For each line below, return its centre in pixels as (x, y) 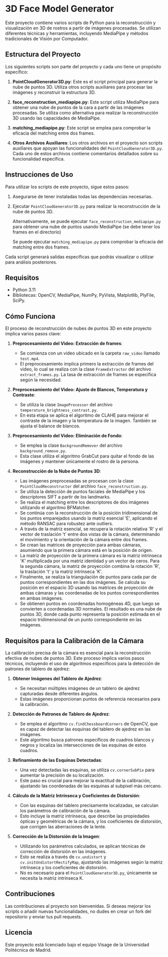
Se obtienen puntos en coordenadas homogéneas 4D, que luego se (90, 604)
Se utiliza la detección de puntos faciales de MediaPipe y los (82, 492)
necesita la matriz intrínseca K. (52, 878)
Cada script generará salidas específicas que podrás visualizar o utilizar (80, 257)
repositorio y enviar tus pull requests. (44, 916)
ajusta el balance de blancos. (50, 426)
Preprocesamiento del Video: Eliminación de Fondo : (67, 436)
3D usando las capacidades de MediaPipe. (57, 118)
